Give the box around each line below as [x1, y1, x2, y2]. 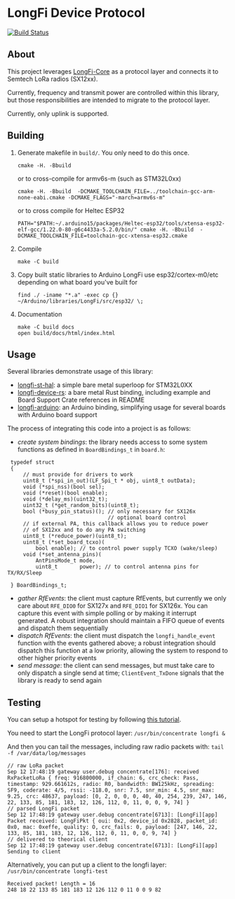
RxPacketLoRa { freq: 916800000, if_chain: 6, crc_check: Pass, [7, 775, 199, 782]
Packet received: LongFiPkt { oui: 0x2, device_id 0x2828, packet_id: [7, 818, 218, 825]
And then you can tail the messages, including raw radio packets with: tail [7, 742, 224, 751]
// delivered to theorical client [7, 836, 109, 844]
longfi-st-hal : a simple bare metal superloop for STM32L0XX [17, 381, 193, 389]
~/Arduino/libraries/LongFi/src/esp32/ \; [17, 297, 144, 305]
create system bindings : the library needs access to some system [17, 438, 208, 447]
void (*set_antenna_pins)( [22, 551, 102, 558]
